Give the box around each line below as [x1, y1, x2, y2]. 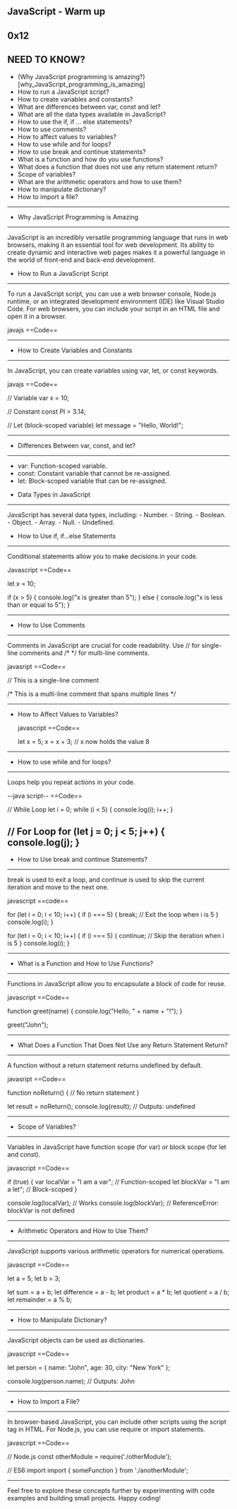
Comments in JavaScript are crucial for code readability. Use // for [7, 641, 200, 649]
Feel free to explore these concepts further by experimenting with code [7, 1486, 215, 1495]
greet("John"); [7, 1021, 49, 1029]
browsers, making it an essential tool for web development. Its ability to [7, 240, 214, 249]
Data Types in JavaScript [17, 490, 91, 498]
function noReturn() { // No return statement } [7, 1088, 140, 1097]
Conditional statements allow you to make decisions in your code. [7, 552, 198, 560]
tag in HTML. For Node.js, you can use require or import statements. [7, 1425, 206, 1433]
